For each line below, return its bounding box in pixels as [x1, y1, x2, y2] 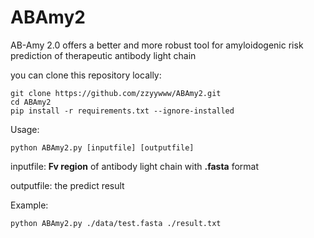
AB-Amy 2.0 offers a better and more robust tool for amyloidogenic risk [10, 39, 304, 51]
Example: [10, 199, 49, 211]
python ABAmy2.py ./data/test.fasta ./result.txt [10, 218, 222, 228]
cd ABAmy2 [10, 97, 52, 107]
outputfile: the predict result [10, 179, 125, 191]
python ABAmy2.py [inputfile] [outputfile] [10, 142, 195, 153]
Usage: [10, 123, 40, 135]
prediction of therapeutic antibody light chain [10, 49, 197, 61]
